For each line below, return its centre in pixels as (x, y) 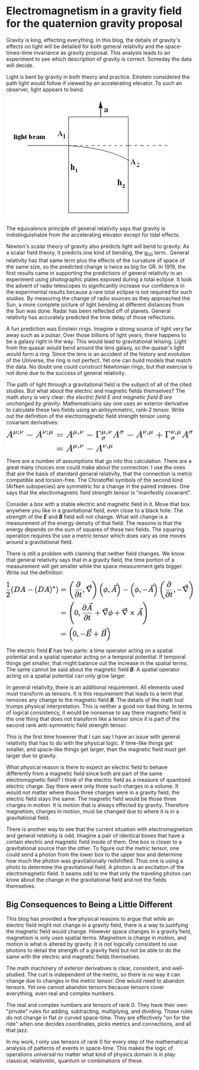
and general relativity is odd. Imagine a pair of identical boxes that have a (95, 835)
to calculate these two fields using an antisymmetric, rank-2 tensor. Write (95, 410)
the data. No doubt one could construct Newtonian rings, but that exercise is (99, 366)
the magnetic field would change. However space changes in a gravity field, (99, 931)
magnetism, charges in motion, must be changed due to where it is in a (93, 811)
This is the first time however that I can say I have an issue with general (93, 737)
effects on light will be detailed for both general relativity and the (85, 46)
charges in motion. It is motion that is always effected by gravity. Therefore (97, 805)
